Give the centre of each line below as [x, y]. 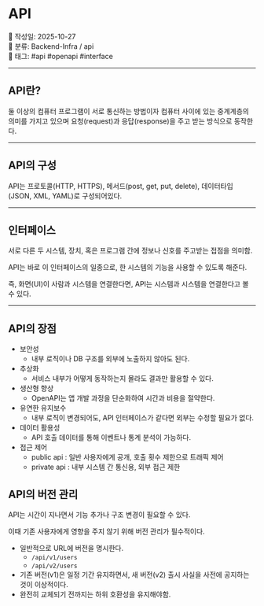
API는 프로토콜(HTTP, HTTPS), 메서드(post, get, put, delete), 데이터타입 [121, 186]
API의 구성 [33, 166]
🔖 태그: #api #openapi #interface [61, 56]
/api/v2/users [54, 566]
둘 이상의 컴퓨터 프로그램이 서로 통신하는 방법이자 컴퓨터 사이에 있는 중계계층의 [129, 111]
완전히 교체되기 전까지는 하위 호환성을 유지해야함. [95, 594]
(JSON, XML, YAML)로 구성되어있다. [65, 196]
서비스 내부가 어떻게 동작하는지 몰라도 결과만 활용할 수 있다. [123, 379]
